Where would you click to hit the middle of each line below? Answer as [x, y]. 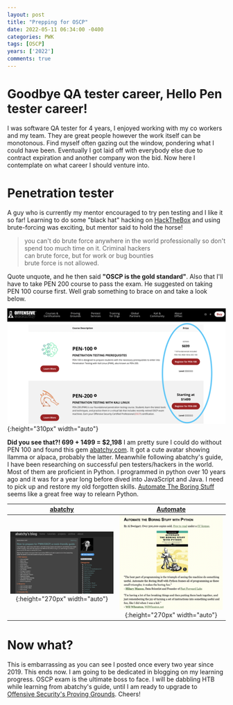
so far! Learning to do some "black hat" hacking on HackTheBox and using [114, 220]
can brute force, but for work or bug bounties [89, 255]
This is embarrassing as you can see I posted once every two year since [110, 664]
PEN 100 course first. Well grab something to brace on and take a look [107, 291]
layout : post [26, 15]
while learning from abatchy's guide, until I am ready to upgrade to [102, 686]
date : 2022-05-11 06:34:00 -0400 [55, 29]
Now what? [40, 645]
